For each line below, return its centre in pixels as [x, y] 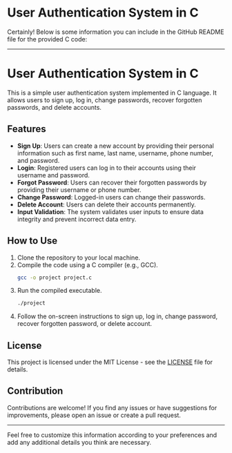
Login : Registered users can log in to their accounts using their [107, 168]
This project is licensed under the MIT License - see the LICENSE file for [110, 362]
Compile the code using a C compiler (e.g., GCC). [88, 264]
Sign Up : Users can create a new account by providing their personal [115, 146]
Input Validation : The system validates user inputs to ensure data [110, 211]
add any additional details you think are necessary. [79, 442]
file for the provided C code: [47, 39]
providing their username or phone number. [79, 190]
